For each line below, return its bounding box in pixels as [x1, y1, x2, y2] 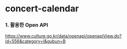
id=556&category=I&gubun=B [5, 38, 66, 45]
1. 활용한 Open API [5, 22, 48, 29]
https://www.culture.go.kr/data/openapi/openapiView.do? [5, 33, 122, 39]
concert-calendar [5, 3, 79, 14]
